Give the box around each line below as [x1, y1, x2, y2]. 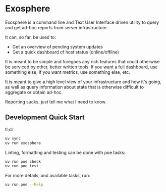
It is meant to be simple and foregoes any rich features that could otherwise [5, 58, 160, 64]
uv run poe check [5, 159, 41, 164]
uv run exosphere [5, 141, 41, 145]
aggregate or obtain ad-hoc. [5, 89, 63, 95]
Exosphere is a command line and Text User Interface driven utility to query [5, 19, 160, 25]
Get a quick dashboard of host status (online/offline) [12, 49, 119, 55]
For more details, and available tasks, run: [5, 173, 90, 179]
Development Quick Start [5, 113, 85, 122]
